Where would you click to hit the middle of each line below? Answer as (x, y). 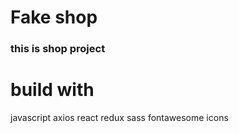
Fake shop (54, 17)
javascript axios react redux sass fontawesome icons (119, 118)
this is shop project (58, 49)
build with (52, 90)
